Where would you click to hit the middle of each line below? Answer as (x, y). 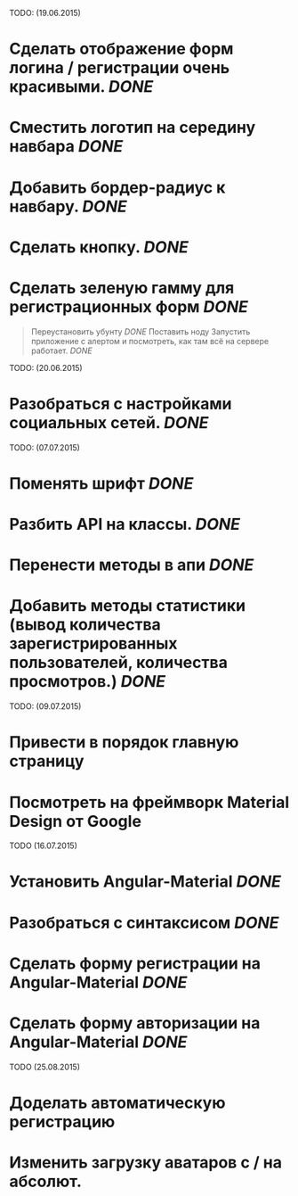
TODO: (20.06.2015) (46, 367)
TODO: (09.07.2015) (45, 706)
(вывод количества (85, 625)
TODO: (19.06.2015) (45, 13)
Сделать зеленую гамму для (122, 288)
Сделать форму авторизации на (135, 1023)
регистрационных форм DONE (129, 306)
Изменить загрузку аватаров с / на (146, 1163)
